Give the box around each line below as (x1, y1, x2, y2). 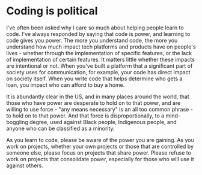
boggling (6, 118, 28, 125)
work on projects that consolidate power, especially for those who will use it (6, 155, 194, 162)
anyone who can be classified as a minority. (6, 125, 115, 132)
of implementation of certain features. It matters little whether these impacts (6, 56, 195, 63)
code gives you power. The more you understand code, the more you (6, 37, 178, 44)
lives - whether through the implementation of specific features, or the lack (6, 49, 192, 56)
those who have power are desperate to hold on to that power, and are (6, 99, 181, 106)
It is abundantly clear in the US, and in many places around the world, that (6, 93, 189, 100)
